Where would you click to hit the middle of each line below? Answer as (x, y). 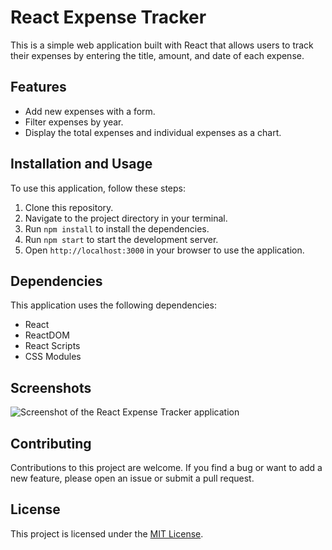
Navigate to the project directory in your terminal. (126, 218)
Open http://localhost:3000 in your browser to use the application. (164, 250)
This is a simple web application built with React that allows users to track (162, 45)
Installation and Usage (81, 164)
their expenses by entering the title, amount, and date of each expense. (157, 55)
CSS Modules (53, 357)
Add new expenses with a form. (90, 111)
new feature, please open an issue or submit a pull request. (132, 478)
